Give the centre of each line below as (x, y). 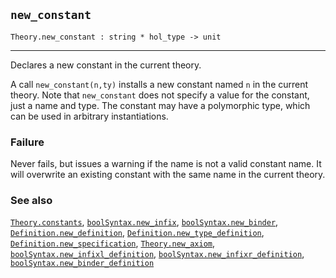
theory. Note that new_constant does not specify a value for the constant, (160, 95)
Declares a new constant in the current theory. (106, 65)
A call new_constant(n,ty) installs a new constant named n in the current (159, 84)
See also (31, 201)
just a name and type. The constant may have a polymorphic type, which (160, 105)
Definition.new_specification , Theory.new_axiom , (113, 243)
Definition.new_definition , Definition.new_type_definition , (137, 233)
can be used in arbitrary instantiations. (89, 116)
